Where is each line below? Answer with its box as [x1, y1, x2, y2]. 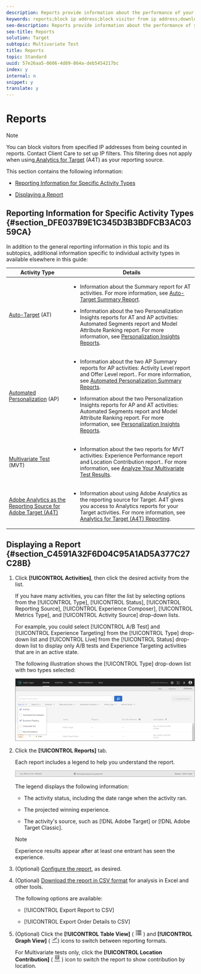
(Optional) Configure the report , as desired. [14, 865, 122, 872]
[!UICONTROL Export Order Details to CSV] [23, 918, 130, 925]
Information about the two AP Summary [80, 358, 178, 365]
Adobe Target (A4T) [8, 509, 59, 516]
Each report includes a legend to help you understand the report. [14, 758, 175, 766]
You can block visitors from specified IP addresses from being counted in [6, 144, 187, 151]
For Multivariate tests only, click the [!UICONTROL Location [14, 948, 163, 955]
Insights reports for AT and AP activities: [80, 313, 179, 320]
